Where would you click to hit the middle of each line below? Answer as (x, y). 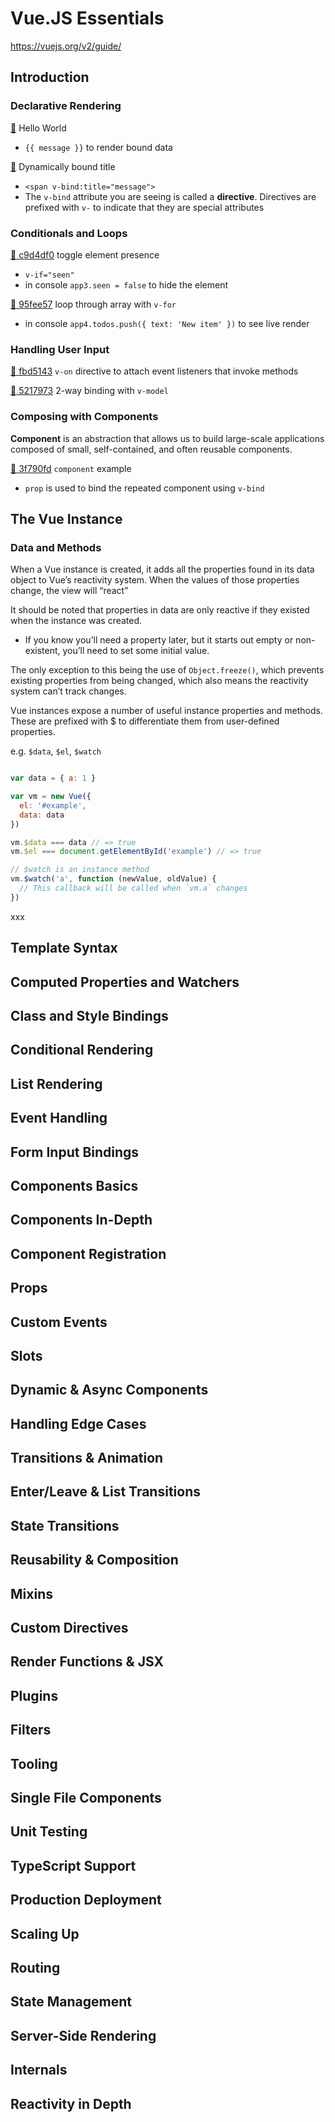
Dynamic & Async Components (109, 1390)
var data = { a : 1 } (53, 778)
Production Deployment (86, 1900)
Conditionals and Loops (69, 233)
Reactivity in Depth (71, 2103)
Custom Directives (69, 1628)
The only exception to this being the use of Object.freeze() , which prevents (167, 670)
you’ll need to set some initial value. (136, 651)
